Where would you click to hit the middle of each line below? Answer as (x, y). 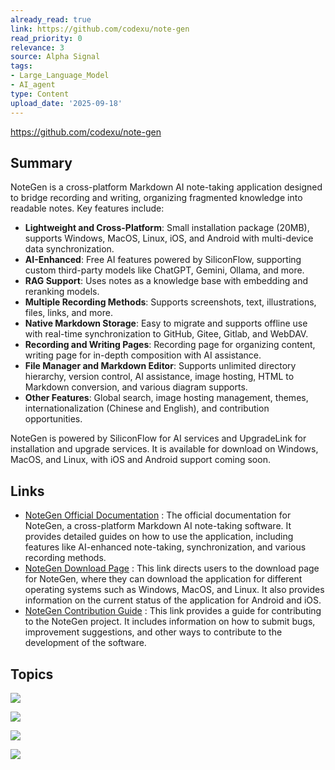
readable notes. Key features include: (87, 208)
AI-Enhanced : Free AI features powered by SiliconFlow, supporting (163, 260)
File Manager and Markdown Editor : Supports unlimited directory (160, 366)
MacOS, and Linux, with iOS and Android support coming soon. (140, 460)
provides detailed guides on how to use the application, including (159, 537)
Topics (32, 674)
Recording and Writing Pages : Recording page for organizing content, (170, 345)
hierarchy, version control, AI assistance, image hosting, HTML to (159, 377)
